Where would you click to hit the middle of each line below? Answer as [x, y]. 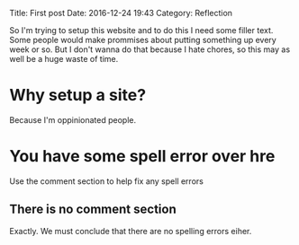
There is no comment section [93, 210]
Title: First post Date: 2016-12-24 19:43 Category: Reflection [121, 13]
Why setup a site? [78, 96]
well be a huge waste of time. [64, 59]
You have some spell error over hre [142, 157]
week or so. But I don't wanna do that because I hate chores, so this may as [150, 49]
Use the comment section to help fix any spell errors [107, 181]
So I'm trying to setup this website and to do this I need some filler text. [141, 30]
